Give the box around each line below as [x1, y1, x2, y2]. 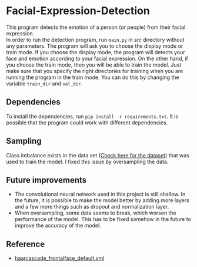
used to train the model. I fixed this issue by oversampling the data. [6, 158, 169, 165]
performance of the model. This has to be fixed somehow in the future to [14, 216, 191, 223]
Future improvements [6, 175, 87, 185]
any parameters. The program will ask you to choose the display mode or [6, 42, 183, 50]
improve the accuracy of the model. [14, 222, 101, 229]
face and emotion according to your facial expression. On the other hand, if [6, 55, 188, 62]
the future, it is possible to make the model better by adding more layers [14, 197, 189, 204]
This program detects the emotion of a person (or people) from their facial [6, 24, 186, 31]
